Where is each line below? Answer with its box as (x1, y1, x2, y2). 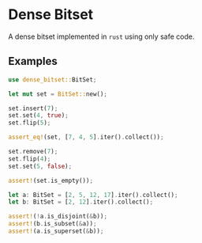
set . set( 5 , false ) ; (8, 162, 73, 170)
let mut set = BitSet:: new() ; (8, 89, 108, 98)
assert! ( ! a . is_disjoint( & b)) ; (8, 212, 108, 221)
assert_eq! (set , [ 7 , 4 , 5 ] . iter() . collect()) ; (8, 133, 164, 142)
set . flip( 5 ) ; (8, 119, 51, 127)
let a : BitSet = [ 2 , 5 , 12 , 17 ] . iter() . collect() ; (8, 191, 178, 199)
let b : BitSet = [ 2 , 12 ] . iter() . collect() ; (8, 198, 154, 207)
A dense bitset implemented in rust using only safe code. (8, 32, 195, 41)
